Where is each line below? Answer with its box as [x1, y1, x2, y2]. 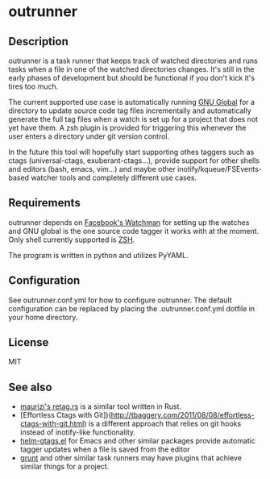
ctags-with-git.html [19, 419, 85, 429]
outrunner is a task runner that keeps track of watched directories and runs [8, 56, 258, 65]
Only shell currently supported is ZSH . [8, 235, 135, 244]
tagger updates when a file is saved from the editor [19, 444, 191, 454]
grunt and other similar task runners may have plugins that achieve [19, 453, 242, 463]
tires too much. [8, 81, 59, 91]
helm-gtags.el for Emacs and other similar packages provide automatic [19, 436, 256, 446]
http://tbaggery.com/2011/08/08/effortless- [110, 410, 255, 420]
